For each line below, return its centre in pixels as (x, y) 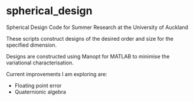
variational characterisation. (40, 63)
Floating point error (38, 85)
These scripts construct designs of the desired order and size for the (90, 38)
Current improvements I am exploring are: (57, 74)
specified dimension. (32, 45)
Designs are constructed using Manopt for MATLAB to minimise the (88, 56)
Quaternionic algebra (40, 92)
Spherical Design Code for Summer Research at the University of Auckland (97, 27)
